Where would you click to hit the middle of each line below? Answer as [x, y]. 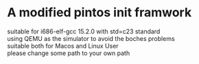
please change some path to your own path [69, 53]
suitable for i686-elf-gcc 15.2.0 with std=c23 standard [84, 31]
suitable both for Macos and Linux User [63, 46]
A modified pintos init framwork [99, 13]
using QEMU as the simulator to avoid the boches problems [91, 38]
